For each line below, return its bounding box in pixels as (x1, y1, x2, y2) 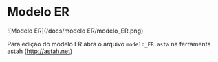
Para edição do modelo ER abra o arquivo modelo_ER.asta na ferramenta (7, 40, 211, 48)
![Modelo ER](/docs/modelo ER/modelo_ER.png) (7, 27, 144, 35)
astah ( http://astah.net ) (7, 47, 73, 55)
